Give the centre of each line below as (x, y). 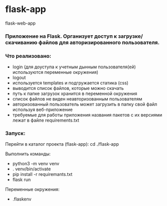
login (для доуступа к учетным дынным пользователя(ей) (74, 67)
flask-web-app (21, 23)
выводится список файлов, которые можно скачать (68, 88)
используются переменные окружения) (55, 72)
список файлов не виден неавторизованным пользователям (77, 99)
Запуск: (15, 133)
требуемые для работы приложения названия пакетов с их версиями (87, 115)
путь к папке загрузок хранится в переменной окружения (75, 93)
